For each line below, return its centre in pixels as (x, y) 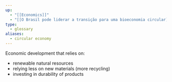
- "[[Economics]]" (30, 15)
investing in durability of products (48, 74)
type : (11, 24)
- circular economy (31, 39)
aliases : (15, 34)
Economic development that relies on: (45, 53)
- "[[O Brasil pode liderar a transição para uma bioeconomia (78, 19)
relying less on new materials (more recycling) (61, 68)
